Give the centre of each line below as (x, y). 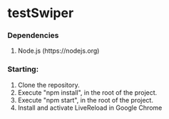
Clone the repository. (48, 85)
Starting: (23, 69)
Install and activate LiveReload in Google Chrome (90, 108)
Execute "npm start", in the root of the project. (85, 100)
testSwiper (41, 13)
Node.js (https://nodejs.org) (58, 51)
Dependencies (33, 36)
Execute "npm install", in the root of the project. (87, 92)
